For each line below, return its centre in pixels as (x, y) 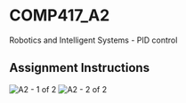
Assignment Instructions (79, 68)
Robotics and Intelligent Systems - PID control (93, 40)
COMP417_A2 (60, 16)
